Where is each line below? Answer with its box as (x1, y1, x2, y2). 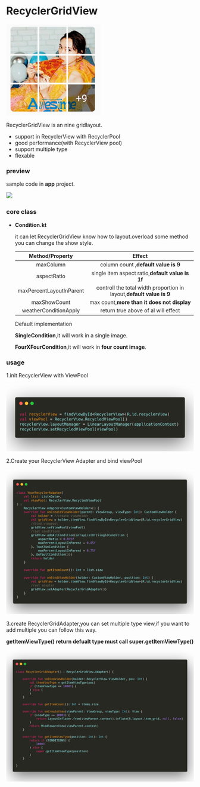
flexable (14, 152, 35, 159)
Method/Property (29, 253, 73, 260)
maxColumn (36, 261, 66, 268)
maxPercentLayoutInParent (17, 287, 85, 294)
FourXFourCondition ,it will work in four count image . (14, 343, 147, 351)
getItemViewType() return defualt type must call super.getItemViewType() (6, 638, 194, 645)
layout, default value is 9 (110, 290, 171, 297)
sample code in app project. (6, 180, 76, 187)
